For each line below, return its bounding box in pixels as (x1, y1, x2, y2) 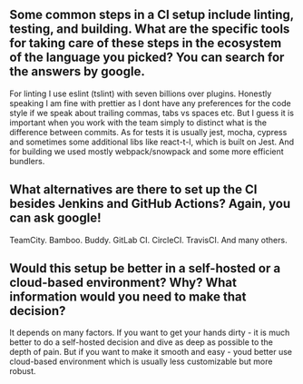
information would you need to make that (9, 290, 247, 305)
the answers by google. (9, 64, 145, 80)
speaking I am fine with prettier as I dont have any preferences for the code (9, 97, 292, 108)
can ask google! (9, 211, 102, 226)
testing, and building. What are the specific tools (9, 22, 290, 37)
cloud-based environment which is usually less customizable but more (9, 356, 273, 367)
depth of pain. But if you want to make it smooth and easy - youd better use (9, 347, 293, 358)
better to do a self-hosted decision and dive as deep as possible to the (9, 337, 274, 348)
